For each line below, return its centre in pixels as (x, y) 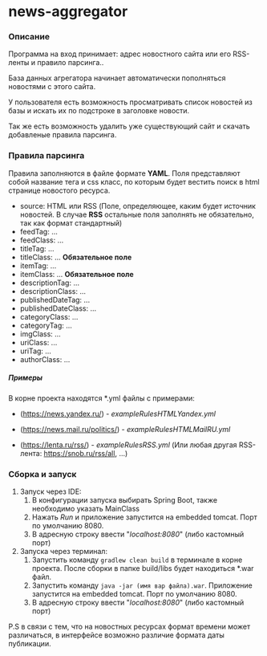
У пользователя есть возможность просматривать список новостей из (130, 102)
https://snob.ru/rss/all (79, 453)
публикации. (30, 644)
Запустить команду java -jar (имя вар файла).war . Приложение (142, 585)
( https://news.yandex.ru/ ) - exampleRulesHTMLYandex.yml (118, 414)
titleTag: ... (37, 248)
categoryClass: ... (49, 316)
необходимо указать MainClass (86, 509)
